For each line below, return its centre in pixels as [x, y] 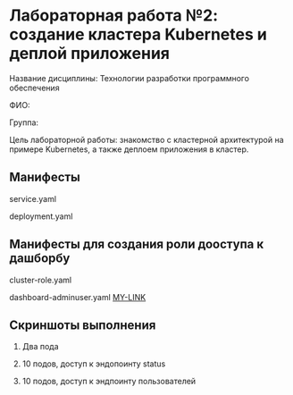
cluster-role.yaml [41, 280]
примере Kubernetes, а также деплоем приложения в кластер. [129, 149]
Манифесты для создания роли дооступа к [137, 244]
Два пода [41, 347]
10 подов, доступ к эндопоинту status [94, 364]
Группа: [24, 122]
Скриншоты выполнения [83, 325]
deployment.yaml [41, 216]
